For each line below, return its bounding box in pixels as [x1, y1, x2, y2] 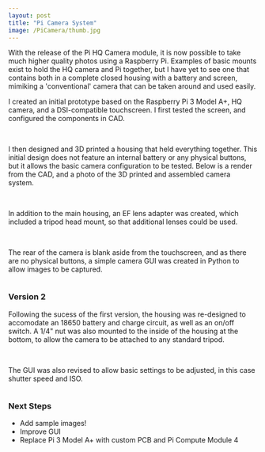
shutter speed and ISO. [8, 374, 83, 383]
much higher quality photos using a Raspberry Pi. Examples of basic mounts [8, 56, 257, 66]
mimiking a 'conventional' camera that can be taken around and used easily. [8, 82, 256, 91]
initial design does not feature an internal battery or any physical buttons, [8, 153, 247, 162]
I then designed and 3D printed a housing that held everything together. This [8, 144, 258, 154]
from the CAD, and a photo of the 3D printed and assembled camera [8, 169, 231, 179]
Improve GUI [19, 427, 61, 436]
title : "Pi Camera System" [8, 19, 97, 27]
